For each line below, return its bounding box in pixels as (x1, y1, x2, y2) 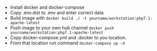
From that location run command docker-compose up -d (10, 40, 125, 46)
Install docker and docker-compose (10, 5, 85, 10)
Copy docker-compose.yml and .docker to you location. (10, 35, 127, 40)
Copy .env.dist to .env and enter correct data (10, 10, 104, 16)
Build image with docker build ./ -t (10, 15, 87, 21)
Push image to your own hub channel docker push (10, 25, 114, 31)
